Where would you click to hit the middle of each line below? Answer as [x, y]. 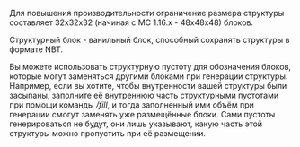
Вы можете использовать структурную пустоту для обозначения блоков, [150, 67]
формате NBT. [36, 49]
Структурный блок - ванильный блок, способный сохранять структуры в [150, 40]
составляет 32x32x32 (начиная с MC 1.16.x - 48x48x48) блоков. [132, 22]
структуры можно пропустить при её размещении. [108, 133]
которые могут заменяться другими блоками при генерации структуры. [149, 76]
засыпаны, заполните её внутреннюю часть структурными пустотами [144, 95]
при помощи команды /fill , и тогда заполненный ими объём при [132, 105]
